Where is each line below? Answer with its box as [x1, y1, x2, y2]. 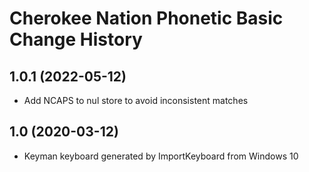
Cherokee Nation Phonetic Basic [9, 7, 284, 30]
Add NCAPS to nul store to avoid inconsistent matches [23, 95, 249, 106]
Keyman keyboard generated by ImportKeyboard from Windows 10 [23, 150, 299, 162]
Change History [9, 28, 143, 51]
